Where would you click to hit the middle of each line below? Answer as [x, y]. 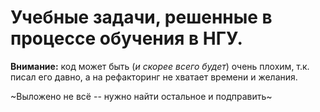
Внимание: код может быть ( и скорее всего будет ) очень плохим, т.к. [160, 66]
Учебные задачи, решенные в [141, 17]
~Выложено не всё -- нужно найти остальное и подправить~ [141, 96]
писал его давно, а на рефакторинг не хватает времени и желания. [154, 77]
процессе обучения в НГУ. [126, 38]
